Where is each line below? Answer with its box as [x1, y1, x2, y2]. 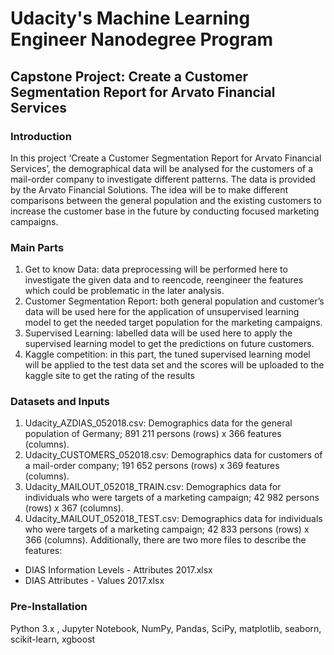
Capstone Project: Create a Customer [10, 68, 248, 85]
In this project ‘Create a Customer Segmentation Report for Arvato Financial [10, 152, 322, 164]
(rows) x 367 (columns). [24, 502, 124, 514]
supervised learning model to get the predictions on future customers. [24, 338, 315, 350]
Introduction [10, 129, 72, 143]
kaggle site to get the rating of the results [24, 370, 195, 382]
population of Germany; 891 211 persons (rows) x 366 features [24, 428, 282, 440]
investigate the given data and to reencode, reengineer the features [24, 274, 304, 286]
